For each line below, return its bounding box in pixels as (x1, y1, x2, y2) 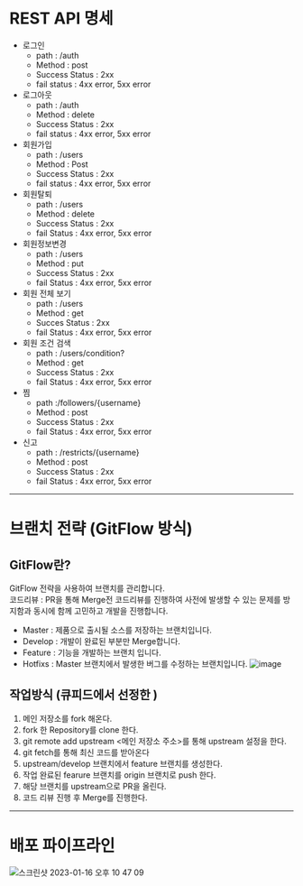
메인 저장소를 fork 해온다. (22, 713, 113, 724)
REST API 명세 (9, 8, 114, 29)
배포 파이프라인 (9, 835, 115, 855)
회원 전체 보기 (22, 288, 71, 299)
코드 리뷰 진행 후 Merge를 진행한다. (22, 791, 148, 803)
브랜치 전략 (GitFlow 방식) (9, 519, 193, 540)
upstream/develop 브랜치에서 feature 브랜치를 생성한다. (22, 758, 223, 769)
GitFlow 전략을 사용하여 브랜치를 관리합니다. (9, 583, 165, 594)
